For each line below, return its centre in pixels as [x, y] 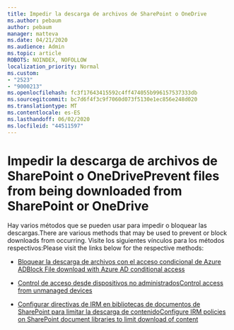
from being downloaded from [95, 191]
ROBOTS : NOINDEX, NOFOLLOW [47, 60]
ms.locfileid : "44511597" [45, 126]
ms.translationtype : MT [42, 106]
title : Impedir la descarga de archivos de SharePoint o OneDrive [107, 14]
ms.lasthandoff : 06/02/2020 [49, 119]
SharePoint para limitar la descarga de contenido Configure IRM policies [122, 312]
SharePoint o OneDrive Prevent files [113, 176]
